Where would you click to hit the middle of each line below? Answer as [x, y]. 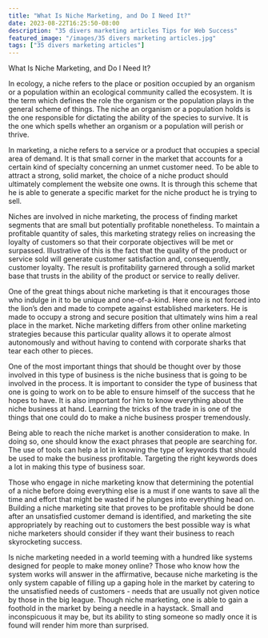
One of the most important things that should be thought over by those [125, 367]
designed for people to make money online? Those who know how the [124, 566]
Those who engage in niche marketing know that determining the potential [131, 482]
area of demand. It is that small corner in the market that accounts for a [126, 159]
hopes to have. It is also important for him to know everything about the [126, 401]
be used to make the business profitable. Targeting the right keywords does [133, 459]
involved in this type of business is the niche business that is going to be [128, 375]
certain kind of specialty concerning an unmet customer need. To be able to [134, 167]
